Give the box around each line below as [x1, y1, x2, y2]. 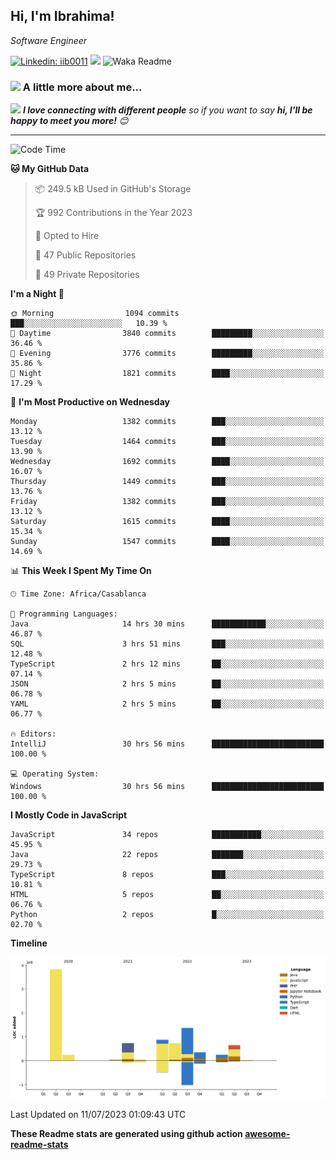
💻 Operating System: [10, 769, 100, 779]
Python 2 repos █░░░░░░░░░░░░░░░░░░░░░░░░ [10, 910, 325, 920]
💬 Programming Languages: [10, 609, 118, 619]
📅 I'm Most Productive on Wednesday [10, 396, 170, 408]
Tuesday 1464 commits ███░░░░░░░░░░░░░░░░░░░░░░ [10, 437, 325, 447]
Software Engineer [10, 34, 88, 46]
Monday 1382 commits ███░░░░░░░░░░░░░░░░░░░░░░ [10, 417, 325, 427]
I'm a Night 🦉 [10, 288, 65, 300]
